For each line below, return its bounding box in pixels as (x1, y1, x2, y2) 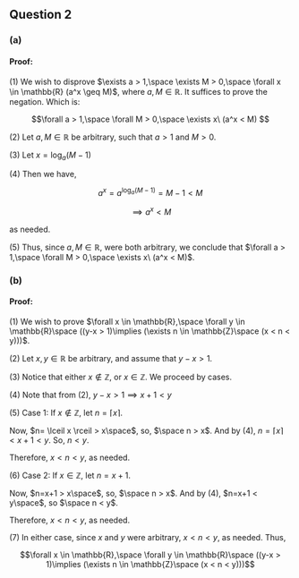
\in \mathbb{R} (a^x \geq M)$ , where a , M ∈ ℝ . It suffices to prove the (9, 86, 269, 97)
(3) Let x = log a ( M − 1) (9, 149, 92, 162)
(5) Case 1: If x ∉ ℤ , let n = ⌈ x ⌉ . (9, 407, 124, 418)
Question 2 (9, 7, 73, 22)
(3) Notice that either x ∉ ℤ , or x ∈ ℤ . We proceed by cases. (9, 371, 233, 382)
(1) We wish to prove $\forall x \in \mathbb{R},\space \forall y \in (9, 316, 245, 327)
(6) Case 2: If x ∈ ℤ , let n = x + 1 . (9, 470, 132, 480)
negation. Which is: (9, 96, 81, 106)
